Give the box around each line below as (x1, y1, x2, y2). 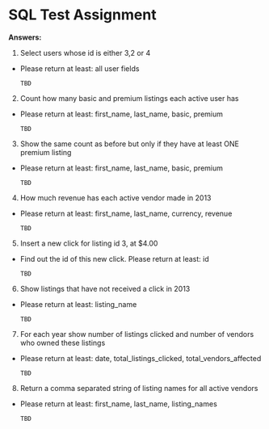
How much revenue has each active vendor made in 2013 (19, 192, 212, 203)
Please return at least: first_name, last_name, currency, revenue (19, 208, 233, 218)
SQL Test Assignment (8, 6, 157, 24)
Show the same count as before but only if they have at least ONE (19, 139, 240, 149)
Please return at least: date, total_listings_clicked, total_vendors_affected (19, 353, 262, 363)
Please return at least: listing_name (19, 299, 137, 309)
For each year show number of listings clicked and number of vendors (19, 329, 254, 339)
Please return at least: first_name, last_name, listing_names (19, 398, 218, 409)
